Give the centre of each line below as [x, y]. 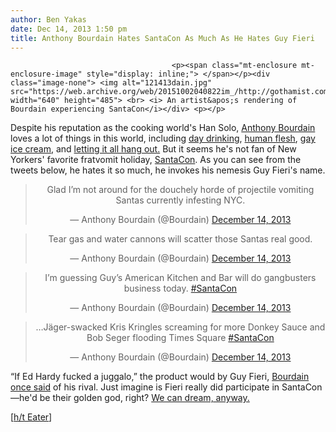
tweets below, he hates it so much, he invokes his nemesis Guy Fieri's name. [168, 170]
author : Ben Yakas [48, 19]
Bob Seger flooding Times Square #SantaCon [180, 338]
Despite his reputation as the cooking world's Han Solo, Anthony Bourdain [163, 128]
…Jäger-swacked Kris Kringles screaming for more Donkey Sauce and [180, 327]
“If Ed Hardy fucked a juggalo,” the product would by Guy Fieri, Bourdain [160, 377]
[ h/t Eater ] [31, 417]
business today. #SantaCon [180, 288]
